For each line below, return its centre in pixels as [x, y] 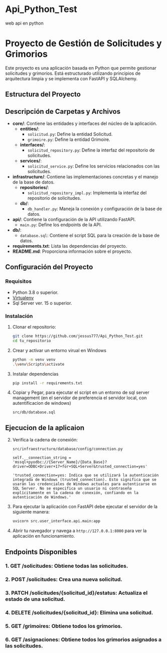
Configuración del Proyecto [49, 267]
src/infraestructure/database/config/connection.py [67, 449]
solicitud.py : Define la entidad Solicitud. [70, 134]
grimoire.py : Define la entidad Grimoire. [69, 139]
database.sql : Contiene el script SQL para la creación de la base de [90, 235]
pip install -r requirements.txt [47, 383]
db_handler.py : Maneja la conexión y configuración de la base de [95, 209]
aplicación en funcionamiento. [44, 536]
